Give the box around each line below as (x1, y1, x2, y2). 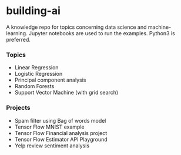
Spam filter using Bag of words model (14, 117, 106, 124)
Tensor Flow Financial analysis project (14, 129, 108, 136)
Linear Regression (14, 64, 59, 71)
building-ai (6, 4, 61, 18)
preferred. (6, 36, 31, 43)
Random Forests (14, 83, 55, 90)
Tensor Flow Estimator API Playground (14, 136, 108, 143)
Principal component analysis (14, 76, 86, 83)
